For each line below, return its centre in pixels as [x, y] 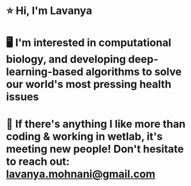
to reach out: [38, 161]
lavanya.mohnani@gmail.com [81, 174]
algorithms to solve [134, 72]
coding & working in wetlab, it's [84, 136]
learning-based [45, 72]
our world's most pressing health [89, 84]
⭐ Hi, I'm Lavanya [49, 11]
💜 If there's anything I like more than [96, 124]
